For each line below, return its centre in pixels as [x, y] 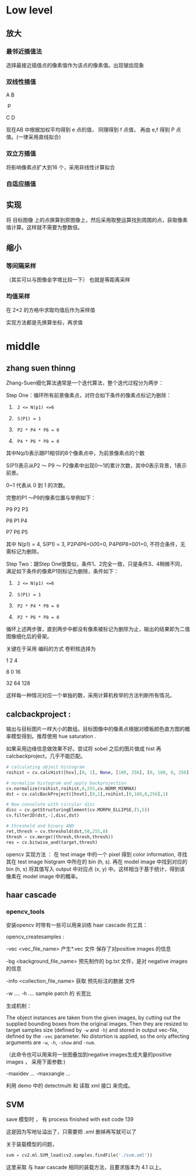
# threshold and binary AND [40, 826]
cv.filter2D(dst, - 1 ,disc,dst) [43, 815]
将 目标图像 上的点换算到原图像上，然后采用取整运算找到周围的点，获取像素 [97, 220]
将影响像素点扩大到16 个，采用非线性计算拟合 [61, 167]
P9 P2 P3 [17, 509]
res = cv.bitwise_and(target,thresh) [52, 842]
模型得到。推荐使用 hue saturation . [53, 736]
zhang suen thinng [41, 368]
